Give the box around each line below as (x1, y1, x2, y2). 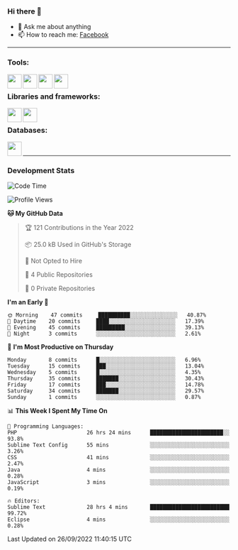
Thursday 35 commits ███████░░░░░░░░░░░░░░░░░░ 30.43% (7, 375, 204, 383)
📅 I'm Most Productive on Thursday (7, 343, 114, 351)
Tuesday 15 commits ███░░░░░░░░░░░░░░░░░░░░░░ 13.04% (7, 363, 204, 370)
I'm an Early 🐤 (7, 298, 49, 307)
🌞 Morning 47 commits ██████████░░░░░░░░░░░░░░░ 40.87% (7, 312, 207, 319)
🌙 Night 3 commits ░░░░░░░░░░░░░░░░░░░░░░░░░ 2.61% (7, 330, 201, 338)
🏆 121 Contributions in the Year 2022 (24, 224, 134, 232)
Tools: (7, 57, 30, 67)
